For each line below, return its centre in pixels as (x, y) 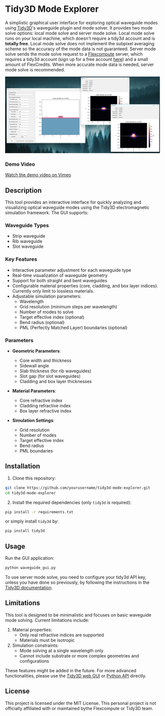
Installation (23, 466)
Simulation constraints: (35, 645)
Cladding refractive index (45, 405)
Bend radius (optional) (42, 322)
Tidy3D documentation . (29, 587)
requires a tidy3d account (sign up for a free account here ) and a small (77, 59)
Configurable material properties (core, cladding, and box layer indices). (85, 286)
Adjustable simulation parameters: (47, 296)
